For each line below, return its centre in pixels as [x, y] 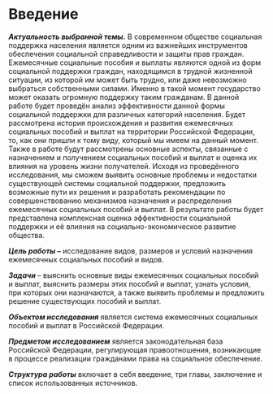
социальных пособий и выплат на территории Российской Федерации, [132, 132]
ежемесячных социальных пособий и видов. [86, 259]
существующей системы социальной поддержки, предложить [117, 183]
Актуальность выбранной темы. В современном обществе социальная [135, 37]
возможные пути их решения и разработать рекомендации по [117, 192]
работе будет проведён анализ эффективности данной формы [117, 106]
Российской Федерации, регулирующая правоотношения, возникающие [135, 349]
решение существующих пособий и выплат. [85, 301]
